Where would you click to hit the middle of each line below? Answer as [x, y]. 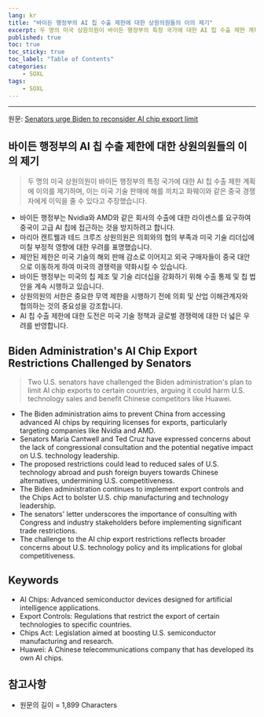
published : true [35, 37]
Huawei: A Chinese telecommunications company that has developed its [136, 649]
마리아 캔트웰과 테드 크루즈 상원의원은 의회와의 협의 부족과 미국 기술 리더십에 [137, 237]
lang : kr [22, 15]
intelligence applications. [60, 607]
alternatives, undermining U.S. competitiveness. [97, 481]
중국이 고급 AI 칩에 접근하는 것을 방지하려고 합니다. [97, 228]
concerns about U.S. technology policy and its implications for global [131, 547]
